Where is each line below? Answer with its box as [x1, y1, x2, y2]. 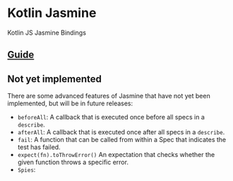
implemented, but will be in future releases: [7, 99, 133, 107]
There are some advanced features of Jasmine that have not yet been [7, 92, 210, 100]
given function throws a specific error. [17, 158, 129, 167]
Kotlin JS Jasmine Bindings [7, 28, 87, 37]
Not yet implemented [7, 73, 102, 85]
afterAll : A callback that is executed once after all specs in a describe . [17, 128, 225, 136]
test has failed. [17, 143, 61, 151]
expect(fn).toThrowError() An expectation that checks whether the [17, 151, 215, 159]
